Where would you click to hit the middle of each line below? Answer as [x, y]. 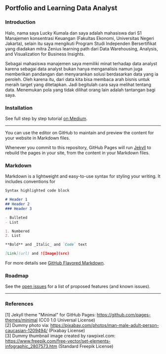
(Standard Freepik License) [86, 346]
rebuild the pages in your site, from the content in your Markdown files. [77, 153]
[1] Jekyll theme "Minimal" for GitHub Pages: [50, 315]
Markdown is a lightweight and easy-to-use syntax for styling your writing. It [83, 176]
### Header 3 [19, 209]
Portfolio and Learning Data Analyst [61, 8]
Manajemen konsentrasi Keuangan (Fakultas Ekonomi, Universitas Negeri [80, 38]
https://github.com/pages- [124, 315]
